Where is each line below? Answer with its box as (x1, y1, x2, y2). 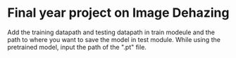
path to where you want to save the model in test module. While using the (7, 35, 221, 43)
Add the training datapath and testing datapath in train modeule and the (7, 28, 216, 36)
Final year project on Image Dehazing (7, 5, 230, 21)
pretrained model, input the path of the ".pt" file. (7, 43, 147, 51)
